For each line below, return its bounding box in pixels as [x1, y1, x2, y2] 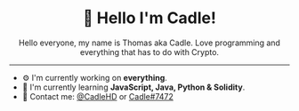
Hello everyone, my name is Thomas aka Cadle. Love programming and [19, 37, 280, 48]
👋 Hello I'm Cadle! [83, 8, 216, 28]
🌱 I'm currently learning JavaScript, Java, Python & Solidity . [21, 82, 246, 92]
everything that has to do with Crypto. [79, 46, 220, 57]
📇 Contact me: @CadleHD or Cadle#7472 [21, 91, 174, 101]
